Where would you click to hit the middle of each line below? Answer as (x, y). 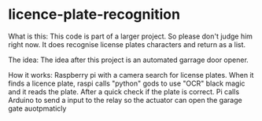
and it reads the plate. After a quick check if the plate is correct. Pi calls (124, 91)
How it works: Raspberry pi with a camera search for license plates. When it (131, 75)
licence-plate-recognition (94, 15)
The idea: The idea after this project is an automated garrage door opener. (129, 60)
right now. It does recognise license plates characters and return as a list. (127, 44)
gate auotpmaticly (37, 108)
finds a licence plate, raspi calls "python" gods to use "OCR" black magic (127, 83)
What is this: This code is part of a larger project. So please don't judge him (131, 36)
